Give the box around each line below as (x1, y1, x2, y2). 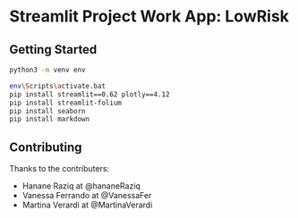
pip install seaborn (9, 106, 87, 115)
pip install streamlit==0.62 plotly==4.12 (9, 89, 170, 99)
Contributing (9, 139, 82, 155)
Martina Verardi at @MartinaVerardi (21, 199, 153, 211)
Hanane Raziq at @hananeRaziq (21, 180, 141, 191)
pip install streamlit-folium (9, 98, 123, 107)
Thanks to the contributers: (9, 163, 110, 174)
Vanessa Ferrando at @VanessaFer (21, 190, 152, 201)
